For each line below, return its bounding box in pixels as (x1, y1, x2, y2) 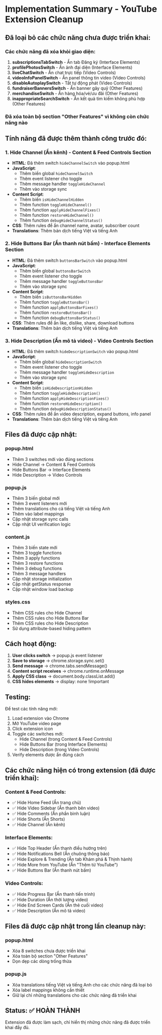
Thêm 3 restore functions (12, 560, 63, 566)
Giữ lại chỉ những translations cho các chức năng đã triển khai (12, 992, 137, 998)
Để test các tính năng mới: (5, 706, 58, 712)
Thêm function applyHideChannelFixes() (19, 207, 101, 213)
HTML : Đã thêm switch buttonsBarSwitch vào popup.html (12, 257, 128, 263)
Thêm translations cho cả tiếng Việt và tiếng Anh (12, 506, 110, 512)
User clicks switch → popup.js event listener (12, 653, 103, 658)
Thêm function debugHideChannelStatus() (19, 217, 103, 224)
